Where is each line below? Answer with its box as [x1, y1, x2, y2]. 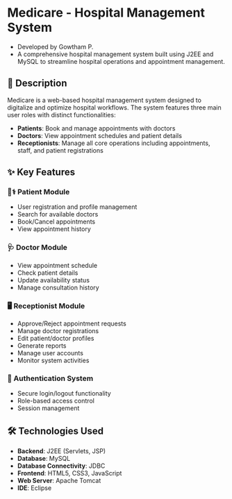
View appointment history [17, 225, 92, 233]
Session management [17, 404, 80, 412]
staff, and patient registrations [17, 146, 104, 154]
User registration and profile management [17, 203, 138, 211]
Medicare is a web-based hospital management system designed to [7, 96, 201, 104]
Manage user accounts [17, 349, 83, 357]
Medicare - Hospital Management [7, 5, 205, 21]
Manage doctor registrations [17, 327, 99, 335]
